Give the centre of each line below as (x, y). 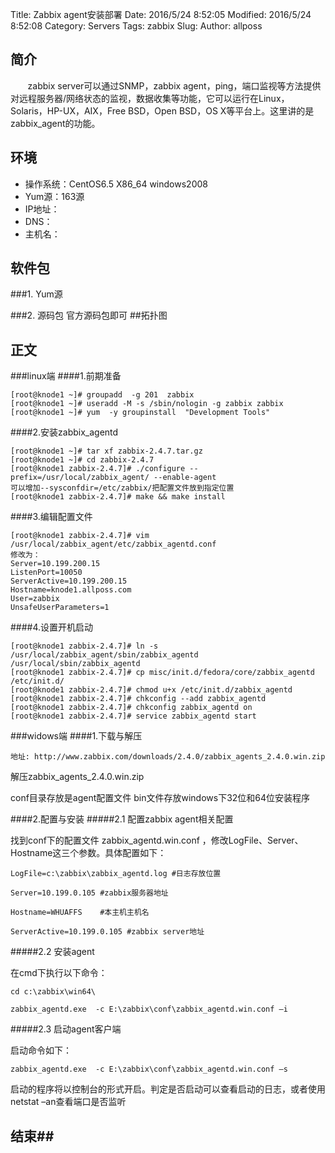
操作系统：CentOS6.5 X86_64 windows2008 (116, 184)
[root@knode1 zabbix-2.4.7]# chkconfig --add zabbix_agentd (138, 699)
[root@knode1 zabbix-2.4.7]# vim (80, 536)
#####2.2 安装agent (52, 952)
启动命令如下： (41, 1050)
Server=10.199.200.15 (55, 564)
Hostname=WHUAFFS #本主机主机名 (80, 913)
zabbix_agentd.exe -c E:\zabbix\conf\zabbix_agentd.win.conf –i (149, 1009)
